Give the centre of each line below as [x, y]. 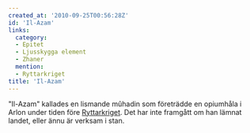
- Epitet [30, 45]
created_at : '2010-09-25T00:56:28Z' [68, 15]
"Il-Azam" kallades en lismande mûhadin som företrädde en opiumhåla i [125, 104]
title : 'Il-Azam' [37, 81]
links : [19, 30]
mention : [30, 67]
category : [31, 37]
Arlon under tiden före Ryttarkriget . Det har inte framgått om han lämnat [125, 112]
